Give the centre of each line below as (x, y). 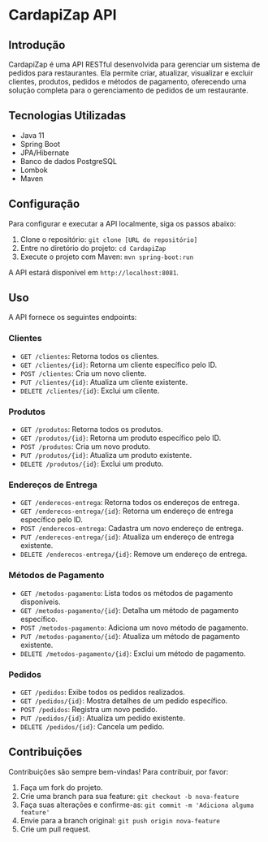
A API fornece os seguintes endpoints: (73, 317)
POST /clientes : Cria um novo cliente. (83, 373)
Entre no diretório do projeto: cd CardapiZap (93, 248)
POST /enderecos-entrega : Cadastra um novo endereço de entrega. (132, 529)
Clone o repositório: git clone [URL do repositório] (109, 239)
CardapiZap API (63, 15)
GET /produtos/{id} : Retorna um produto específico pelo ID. (121, 438)
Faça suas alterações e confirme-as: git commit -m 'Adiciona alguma (137, 805)
